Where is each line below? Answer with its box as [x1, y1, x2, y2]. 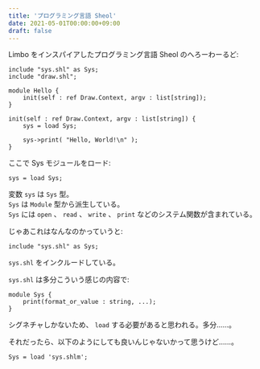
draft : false [8, 27, 52, 35]
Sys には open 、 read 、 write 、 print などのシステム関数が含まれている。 [8, 210, 257, 219]
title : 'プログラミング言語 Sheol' [8, 11, 117, 20]
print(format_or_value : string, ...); [23, 298, 157, 306]
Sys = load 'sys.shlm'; [8, 353, 89, 362]
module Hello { [8, 87, 60, 95]
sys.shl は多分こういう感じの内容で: [8, 275, 130, 285]
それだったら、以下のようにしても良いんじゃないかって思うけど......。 [8, 337, 239, 346]
